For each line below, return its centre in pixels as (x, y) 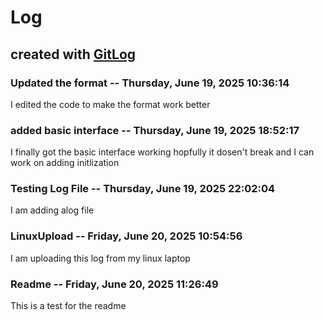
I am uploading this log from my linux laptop (100, 258)
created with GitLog (73, 54)
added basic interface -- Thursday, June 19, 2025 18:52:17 (155, 130)
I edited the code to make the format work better (110, 104)
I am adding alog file (52, 210)
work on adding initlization (65, 163)
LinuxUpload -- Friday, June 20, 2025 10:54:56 (126, 236)
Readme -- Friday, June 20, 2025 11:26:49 (114, 284)
